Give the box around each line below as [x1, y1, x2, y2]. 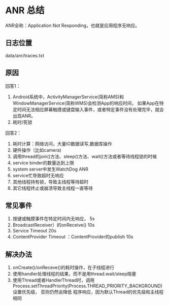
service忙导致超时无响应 [12, 172, 64, 178]
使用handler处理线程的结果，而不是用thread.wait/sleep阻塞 [12, 271, 137, 277]
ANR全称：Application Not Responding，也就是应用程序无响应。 [5, 22, 140, 28]
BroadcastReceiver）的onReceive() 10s [12, 222, 95, 228]
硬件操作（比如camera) [12, 147, 62, 153]
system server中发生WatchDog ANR [12, 166, 89, 172]
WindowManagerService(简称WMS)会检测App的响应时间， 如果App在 [12, 100, 160, 106]
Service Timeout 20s [12, 228, 57, 234]
